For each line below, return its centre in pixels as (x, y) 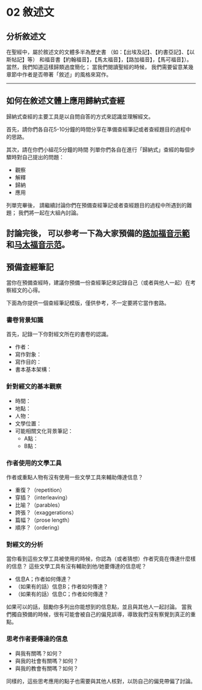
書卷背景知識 (25, 320)
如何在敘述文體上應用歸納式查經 (66, 101)
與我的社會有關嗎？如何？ (47, 661)
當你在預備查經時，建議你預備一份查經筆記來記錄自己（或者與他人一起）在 (98, 282)
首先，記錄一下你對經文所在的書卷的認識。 (59, 334)
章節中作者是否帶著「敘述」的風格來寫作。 (59, 75)
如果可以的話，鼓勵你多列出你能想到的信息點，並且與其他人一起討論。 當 (96, 607)
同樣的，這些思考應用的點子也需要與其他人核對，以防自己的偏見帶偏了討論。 (101, 681)
